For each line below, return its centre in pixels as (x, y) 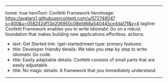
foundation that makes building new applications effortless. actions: (75, 34)
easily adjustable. (30, 65)
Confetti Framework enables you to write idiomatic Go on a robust (73, 29)
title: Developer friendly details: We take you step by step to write (80, 49)
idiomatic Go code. (32, 54)
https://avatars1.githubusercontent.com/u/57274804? (60, 18)
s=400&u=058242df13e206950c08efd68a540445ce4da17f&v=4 (72, 23)
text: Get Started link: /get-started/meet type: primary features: (77, 44)
